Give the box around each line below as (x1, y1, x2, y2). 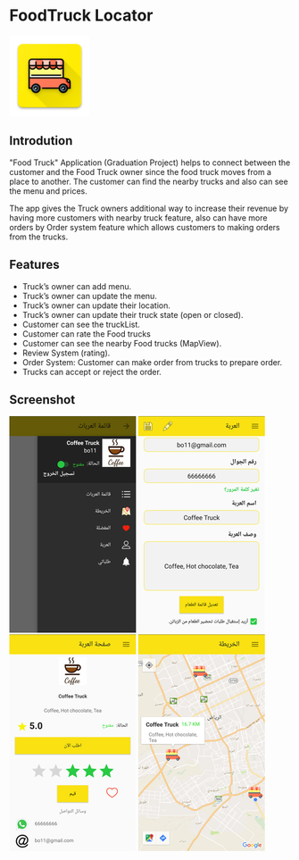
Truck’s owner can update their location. (21, 300, 171, 311)
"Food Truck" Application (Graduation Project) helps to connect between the (9, 157, 291, 168)
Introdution (9, 133, 73, 148)
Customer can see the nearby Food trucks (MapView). (21, 338, 222, 348)
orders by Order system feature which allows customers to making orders (9, 221, 280, 232)
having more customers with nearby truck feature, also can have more (9, 212, 268, 223)
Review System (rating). (21, 347, 111, 358)
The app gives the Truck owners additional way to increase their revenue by (9, 203, 288, 213)
